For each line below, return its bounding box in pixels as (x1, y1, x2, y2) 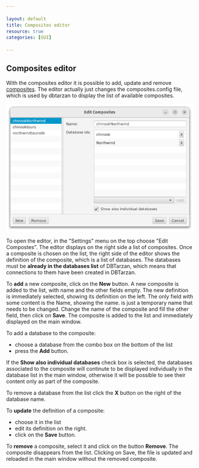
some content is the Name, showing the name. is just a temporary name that (6, 299, 193, 306)
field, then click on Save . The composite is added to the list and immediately (6, 311, 193, 319)
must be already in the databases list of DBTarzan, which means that (6, 262, 176, 269)
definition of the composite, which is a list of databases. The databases (6, 256, 181, 263)
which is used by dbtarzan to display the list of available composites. (6, 92, 175, 99)
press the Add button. (14, 347, 69, 354)
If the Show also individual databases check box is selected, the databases (6, 359, 193, 366)
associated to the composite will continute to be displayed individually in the (6, 365, 192, 372)
